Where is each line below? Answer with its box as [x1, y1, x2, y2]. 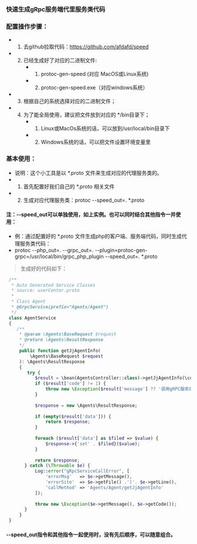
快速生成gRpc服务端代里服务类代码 [6, 5, 106, 13]
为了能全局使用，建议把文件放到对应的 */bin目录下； [23, 111, 150, 118]
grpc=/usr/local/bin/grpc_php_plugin [14, 253, 104, 260]
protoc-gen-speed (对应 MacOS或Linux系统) [40, 71, 149, 78]
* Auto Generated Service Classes [11, 282, 96, 288]
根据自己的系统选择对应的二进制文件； [23, 98, 116, 105]
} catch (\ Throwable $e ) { [24, 463, 91, 469]
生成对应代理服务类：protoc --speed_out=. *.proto [23, 196, 145, 204]
